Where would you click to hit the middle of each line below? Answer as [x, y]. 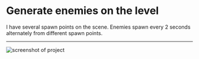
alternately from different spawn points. [54, 33]
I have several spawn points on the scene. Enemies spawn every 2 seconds [98, 27]
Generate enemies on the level [82, 11]
